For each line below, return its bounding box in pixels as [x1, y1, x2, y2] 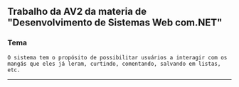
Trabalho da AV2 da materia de [7, 6, 147, 18]
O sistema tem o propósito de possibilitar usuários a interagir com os [7, 54, 228, 61]
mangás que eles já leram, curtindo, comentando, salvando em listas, [7, 60, 221, 67]
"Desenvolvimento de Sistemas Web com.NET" [7, 17, 223, 29]
